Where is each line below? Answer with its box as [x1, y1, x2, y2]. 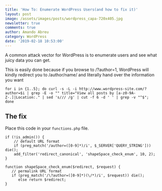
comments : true [5, 25, 36, 30]
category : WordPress [5, 35, 47, 39]
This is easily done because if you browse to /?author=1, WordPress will [5, 67, 149, 72]
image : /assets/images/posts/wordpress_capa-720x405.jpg [5, 16, 123, 21]
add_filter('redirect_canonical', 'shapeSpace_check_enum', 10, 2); [14, 152, 156, 156]
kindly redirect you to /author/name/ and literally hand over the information [5, 71, 155, 78]
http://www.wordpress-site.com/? [79, 86, 147, 91]
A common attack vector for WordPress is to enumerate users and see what [5, 52, 157, 58]
